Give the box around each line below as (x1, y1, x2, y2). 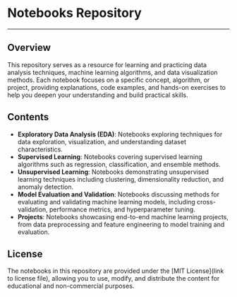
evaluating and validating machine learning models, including (17, 197, 195, 206)
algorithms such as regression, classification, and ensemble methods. (17, 160, 221, 168)
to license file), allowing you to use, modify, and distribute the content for (7, 274, 220, 283)
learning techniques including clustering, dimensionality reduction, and (17, 175, 224, 183)
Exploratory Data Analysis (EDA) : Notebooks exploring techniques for (17, 129, 223, 139)
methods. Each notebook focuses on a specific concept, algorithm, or (7, 76, 210, 84)
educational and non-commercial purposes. (7, 281, 135, 291)
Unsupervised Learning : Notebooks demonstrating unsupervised (17, 168, 209, 176)
